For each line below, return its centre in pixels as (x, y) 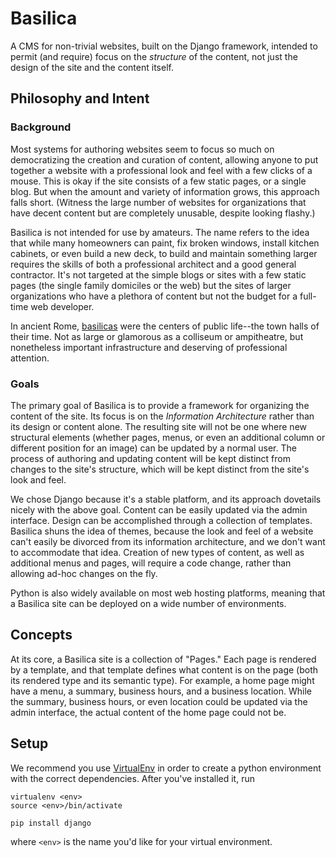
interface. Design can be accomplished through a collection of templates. (161, 520)
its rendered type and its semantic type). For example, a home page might (162, 680)
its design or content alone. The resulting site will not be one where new (159, 426)
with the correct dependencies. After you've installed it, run (132, 778)
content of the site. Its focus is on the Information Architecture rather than (162, 416)
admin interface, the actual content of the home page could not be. (148, 712)
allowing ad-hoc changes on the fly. (84, 573)
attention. (30, 358)
